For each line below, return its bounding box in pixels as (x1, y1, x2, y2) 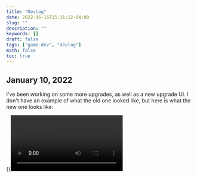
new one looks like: (6, 104, 54, 111)
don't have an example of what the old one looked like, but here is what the (6, 97, 191, 104)
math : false (6, 48, 36, 54)
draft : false (6, 36, 39, 42)
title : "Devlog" (6, 8, 47, 15)
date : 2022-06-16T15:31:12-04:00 (6, 14, 90, 20)
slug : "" (6, 20, 28, 26)
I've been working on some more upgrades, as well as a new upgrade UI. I (6, 90, 189, 98)
